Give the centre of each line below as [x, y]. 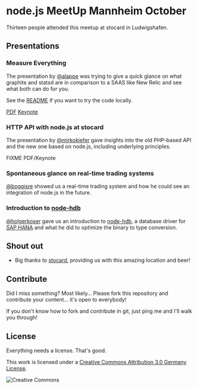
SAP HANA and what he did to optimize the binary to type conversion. [92, 227]
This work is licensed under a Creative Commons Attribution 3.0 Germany [96, 362]
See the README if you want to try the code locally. [69, 100]
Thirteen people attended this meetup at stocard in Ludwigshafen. [87, 27]
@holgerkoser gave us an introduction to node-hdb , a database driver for [96, 221]
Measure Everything [36, 63]
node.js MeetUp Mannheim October [96, 11]
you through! [22, 318]
